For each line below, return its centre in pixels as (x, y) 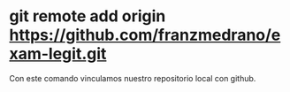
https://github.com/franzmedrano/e (145, 35)
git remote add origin (88, 16)
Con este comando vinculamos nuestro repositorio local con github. (133, 78)
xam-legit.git (58, 54)
